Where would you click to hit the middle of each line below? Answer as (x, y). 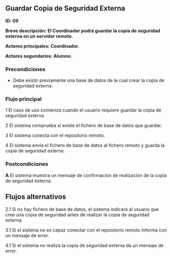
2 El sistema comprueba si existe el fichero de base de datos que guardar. (84, 125)
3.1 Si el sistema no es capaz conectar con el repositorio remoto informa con (86, 230)
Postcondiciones (27, 164)
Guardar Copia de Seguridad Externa (65, 8)
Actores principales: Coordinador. (42, 46)
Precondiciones (25, 69)
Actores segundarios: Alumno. (39, 56)
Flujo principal (24, 99)
